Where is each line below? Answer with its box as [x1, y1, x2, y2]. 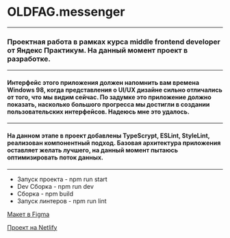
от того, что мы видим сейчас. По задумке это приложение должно [7, 93, 212, 101]
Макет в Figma [7, 210, 50, 218]
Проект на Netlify [7, 223, 57, 231]
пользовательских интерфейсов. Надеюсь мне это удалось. [7, 107, 190, 116]
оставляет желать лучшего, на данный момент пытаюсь [7, 146, 179, 155]
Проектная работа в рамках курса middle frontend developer [7, 37, 220, 47]
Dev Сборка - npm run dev [16, 182, 94, 190]
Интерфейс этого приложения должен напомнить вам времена [7, 78, 200, 86]
